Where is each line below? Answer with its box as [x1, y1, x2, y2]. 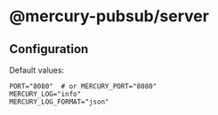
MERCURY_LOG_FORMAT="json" [9, 97, 109, 106]
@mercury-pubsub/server [9, 6, 209, 27]
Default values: [9, 65, 65, 75]
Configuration [9, 42, 89, 57]
